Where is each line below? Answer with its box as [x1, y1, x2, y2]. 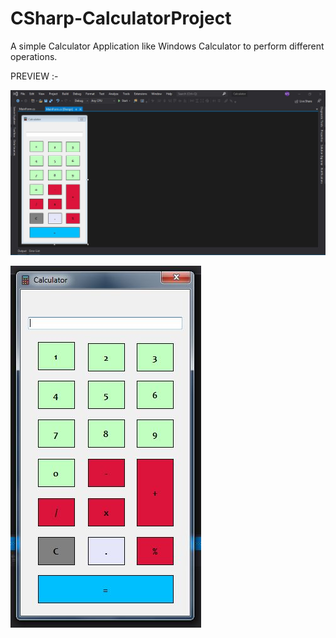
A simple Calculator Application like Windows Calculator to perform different [10, 40, 325, 52]
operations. [10, 50, 58, 62]
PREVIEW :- [10, 70, 59, 82]
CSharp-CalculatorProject [10, 7, 232, 30]
